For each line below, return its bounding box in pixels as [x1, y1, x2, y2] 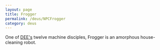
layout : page [5, 7, 32, 12]
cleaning [5, 40, 23, 46]
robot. [24, 40, 36, 46]
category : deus [5, 21, 37, 26]
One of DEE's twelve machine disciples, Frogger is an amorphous [5, 34, 140, 40]
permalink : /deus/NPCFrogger [5, 16, 66, 21]
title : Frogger [5, 12, 37, 17]
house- [140, 34, 156, 40]
